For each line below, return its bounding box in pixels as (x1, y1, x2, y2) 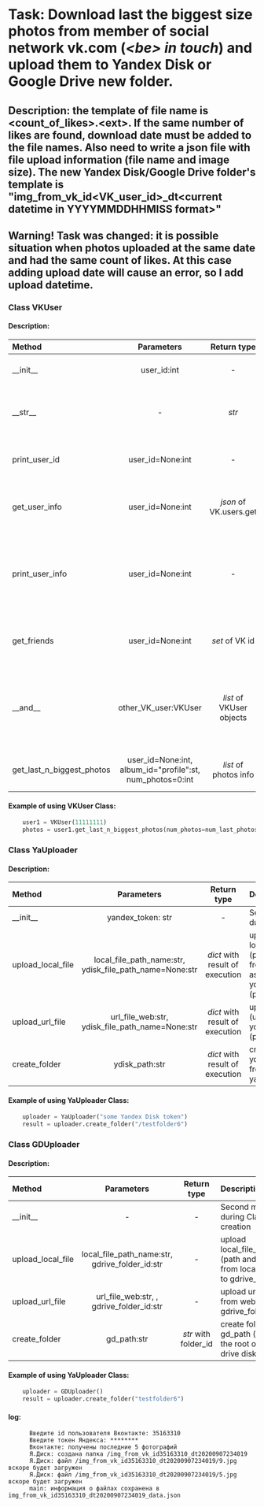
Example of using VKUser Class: (8, 801, 116, 811)
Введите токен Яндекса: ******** (28, 1436, 139, 1445)
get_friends (12, 636, 54, 647)
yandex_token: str (107, 912, 173, 923)
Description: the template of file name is (8, 104, 209, 117)
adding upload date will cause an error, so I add (8, 265, 244, 279)
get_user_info (12, 502, 63, 513)
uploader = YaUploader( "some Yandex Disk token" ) (22, 1113, 189, 1121)
